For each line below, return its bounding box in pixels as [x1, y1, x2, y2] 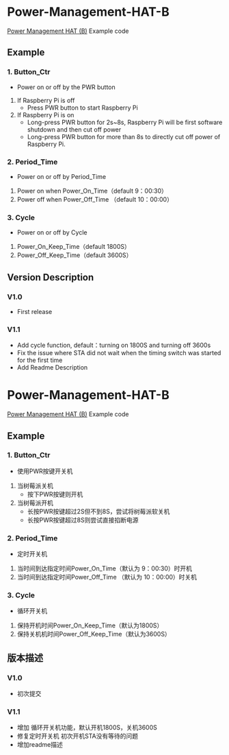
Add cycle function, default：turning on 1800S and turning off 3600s [16, 341, 211, 350]
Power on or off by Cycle [16, 228, 87, 237]
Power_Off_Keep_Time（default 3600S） [16, 251, 133, 259]
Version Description [7, 272, 94, 283]
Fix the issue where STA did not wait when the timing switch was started [16, 349, 221, 357]
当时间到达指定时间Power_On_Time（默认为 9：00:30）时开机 [16, 564, 193, 573]
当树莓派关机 [16, 481, 53, 490]
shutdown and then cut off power [27, 125, 122, 134]
